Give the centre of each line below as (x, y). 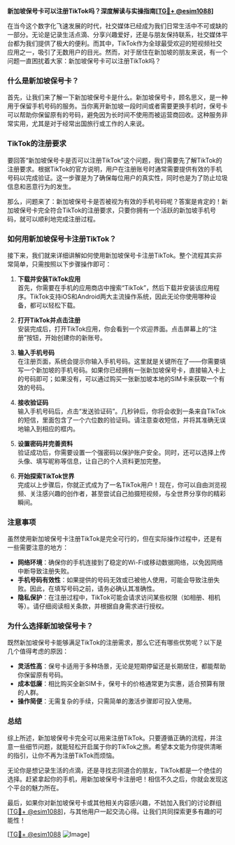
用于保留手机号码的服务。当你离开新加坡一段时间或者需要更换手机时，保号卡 (117, 106)
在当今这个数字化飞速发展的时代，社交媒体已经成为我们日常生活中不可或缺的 (117, 26)
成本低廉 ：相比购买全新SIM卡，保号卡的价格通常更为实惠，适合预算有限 (121, 684)
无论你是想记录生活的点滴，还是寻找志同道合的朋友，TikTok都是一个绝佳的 (115, 770)
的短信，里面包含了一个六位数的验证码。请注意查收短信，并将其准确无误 (121, 420)
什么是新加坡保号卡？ (43, 81)
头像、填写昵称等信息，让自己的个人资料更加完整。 (91, 461)
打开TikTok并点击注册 (49, 320)
